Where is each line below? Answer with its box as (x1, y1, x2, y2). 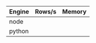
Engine (9, 8, 30, 15)
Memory (62, 8, 87, 15)
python (9, 27, 29, 35)
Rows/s (34, 8, 57, 15)
